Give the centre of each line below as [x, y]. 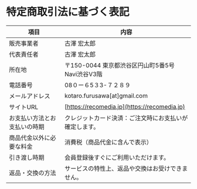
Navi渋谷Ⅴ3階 [83, 74]
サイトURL [24, 107]
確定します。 [82, 126]
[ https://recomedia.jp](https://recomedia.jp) [125, 106]
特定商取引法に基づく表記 [68, 12]
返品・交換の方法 [33, 173]
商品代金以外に [30, 138]
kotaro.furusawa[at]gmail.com [106, 95]
